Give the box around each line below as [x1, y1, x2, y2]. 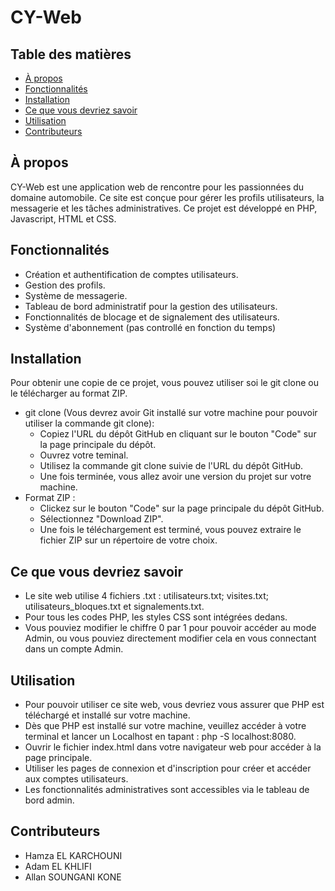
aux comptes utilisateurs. [24, 773, 129, 785]
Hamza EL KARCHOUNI [24, 849, 123, 861]
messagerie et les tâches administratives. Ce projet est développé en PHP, [10, 202, 318, 214]
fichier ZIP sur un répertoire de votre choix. [39, 534, 218, 546]
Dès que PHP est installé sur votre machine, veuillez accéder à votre [24, 720, 307, 732]
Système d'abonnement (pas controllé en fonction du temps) [24, 321, 277, 333]
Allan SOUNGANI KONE [24, 871, 122, 883]
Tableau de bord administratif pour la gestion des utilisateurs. [24, 300, 278, 312]
